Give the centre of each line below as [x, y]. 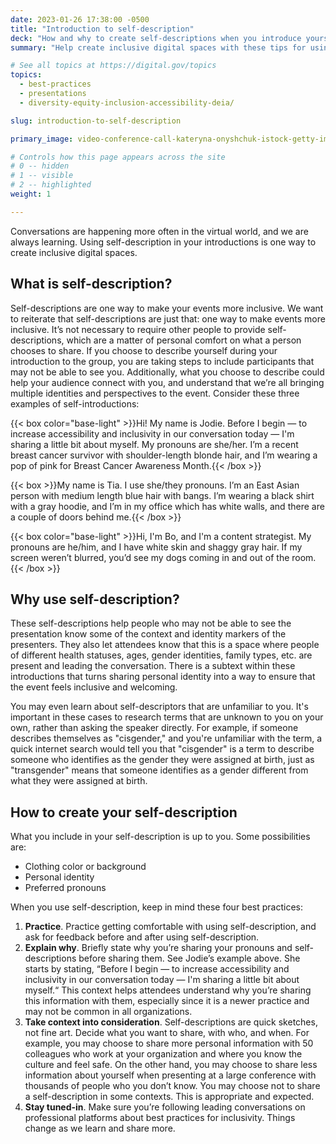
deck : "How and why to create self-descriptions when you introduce [156, 38]
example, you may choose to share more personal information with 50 [169, 1043]
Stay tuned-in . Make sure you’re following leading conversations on [165, 1107]
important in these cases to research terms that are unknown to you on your [167, 717]
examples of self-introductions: [75, 403]
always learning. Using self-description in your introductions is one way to [163, 242]
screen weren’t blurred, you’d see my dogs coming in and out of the [150, 557]
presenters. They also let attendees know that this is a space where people [165, 645]
